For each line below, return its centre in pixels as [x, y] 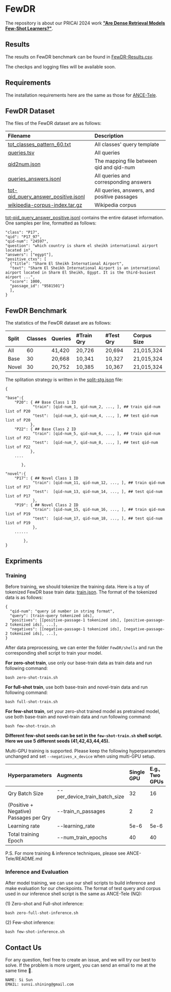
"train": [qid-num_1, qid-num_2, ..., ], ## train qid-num [96, 407]
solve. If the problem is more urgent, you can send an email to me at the [81, 965]
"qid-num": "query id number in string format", [62, 611]
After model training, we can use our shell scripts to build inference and [80, 883]
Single [137, 772]
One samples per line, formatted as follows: [51, 223]
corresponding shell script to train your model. [54, 653]
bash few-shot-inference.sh [35, 932]
